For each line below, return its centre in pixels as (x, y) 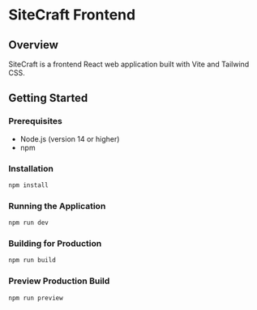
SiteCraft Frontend (72, 15)
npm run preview (36, 298)
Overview (34, 45)
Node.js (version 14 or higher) (70, 138)
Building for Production (55, 243)
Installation (31, 168)
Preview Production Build (59, 281)
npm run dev (28, 223)
